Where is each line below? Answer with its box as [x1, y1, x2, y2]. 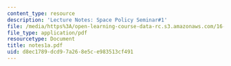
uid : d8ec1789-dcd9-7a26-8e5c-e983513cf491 [7, 49, 134, 56]
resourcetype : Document [7, 36, 76, 43]
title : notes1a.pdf [7, 42, 63, 49]
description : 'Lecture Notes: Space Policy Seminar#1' [7, 16, 168, 23]
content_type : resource [7, 10, 76, 17]
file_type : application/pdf [7, 29, 88, 36]
